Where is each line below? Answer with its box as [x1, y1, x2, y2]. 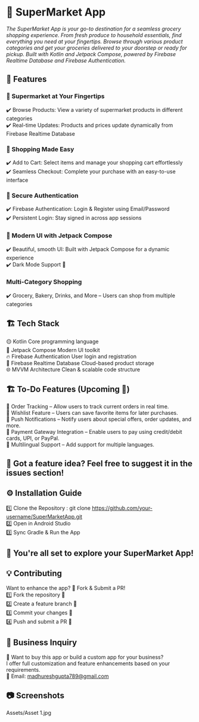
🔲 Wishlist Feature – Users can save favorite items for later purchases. [6, 409, 178, 417]
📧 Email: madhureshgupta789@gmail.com [6, 672, 109, 680]
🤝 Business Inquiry [6, 638, 77, 648]
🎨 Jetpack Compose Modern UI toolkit [6, 346, 100, 353]
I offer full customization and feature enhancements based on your [6, 660, 170, 667]
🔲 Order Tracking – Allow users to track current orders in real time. [6, 403, 169, 410]
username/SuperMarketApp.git [6, 513, 82, 520]
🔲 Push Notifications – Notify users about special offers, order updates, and [6, 415, 192, 423]
